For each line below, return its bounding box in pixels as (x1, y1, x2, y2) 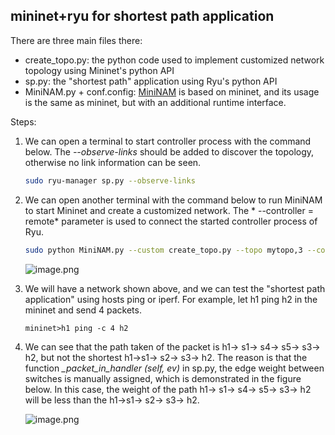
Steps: (10, 115, 37, 128)
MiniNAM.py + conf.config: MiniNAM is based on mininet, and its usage (24, 85, 320, 98)
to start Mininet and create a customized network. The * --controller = (24, 204, 314, 216)
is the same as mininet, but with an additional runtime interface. (24, 96, 287, 108)
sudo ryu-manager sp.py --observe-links (24, 175, 196, 186)
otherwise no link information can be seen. (24, 156, 202, 168)
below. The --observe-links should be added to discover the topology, (24, 145, 315, 158)
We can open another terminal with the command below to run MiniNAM (24, 194, 323, 206)
